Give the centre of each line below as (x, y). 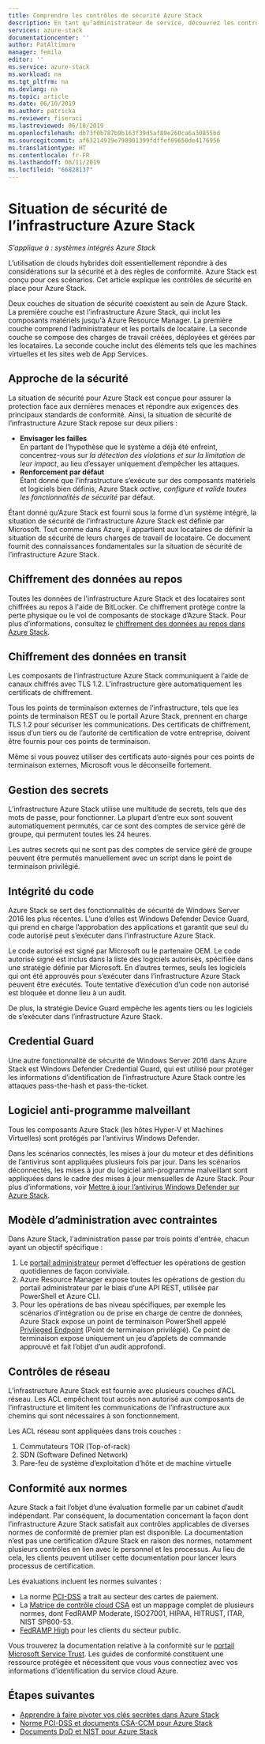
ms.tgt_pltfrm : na (38, 81)
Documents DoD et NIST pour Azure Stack (88, 1731)
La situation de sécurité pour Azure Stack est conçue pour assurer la (120, 398)
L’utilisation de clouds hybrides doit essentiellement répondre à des (118, 262)
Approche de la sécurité (68, 379)
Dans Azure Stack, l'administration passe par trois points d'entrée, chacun (129, 1239)
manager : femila (35, 52)
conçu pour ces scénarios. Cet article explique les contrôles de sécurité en (130, 279)
